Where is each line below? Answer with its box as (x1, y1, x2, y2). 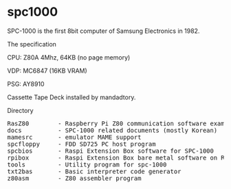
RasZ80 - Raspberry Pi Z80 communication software (7, 119, 207, 127)
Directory (7, 106, 34, 114)
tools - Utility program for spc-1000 (7, 160, 167, 168)
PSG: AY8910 (7, 79, 45, 88)
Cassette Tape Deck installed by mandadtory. (7, 93, 136, 101)
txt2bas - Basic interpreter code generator (7, 167, 181, 175)
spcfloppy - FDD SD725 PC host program (7, 140, 156, 148)
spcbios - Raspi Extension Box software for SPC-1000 (7, 147, 214, 155)
